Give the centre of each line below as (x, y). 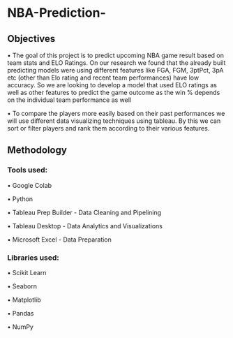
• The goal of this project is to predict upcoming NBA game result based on (116, 55)
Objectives (31, 39)
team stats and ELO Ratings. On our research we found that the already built (116, 63)
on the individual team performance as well (69, 100)
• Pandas (21, 313)
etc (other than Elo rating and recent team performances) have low (103, 78)
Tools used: (28, 170)
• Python (20, 199)
